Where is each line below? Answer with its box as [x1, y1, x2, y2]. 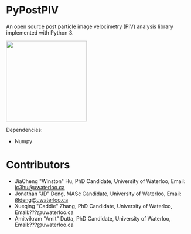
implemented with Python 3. [6, 29, 74, 36]
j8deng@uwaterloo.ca [14, 196, 69, 203]
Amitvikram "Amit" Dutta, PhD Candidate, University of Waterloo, [14, 215, 171, 222]
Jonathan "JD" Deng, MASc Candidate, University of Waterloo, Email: [14, 190, 182, 197]
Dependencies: [6, 126, 43, 133]
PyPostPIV [6, 4, 59, 17]
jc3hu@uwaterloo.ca [14, 184, 65, 191]
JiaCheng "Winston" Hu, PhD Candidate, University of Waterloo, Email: [14, 177, 186, 185]
